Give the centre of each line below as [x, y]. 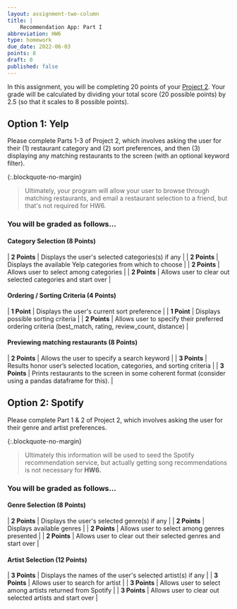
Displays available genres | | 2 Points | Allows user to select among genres [116, 528]
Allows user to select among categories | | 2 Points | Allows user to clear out [119, 272]
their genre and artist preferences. [57, 427]
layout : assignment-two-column [53, 14]
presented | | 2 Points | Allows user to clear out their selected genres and [114, 535]
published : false [33, 66]
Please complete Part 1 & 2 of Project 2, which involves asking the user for [115, 420]
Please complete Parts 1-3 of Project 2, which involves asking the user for [115, 141]
